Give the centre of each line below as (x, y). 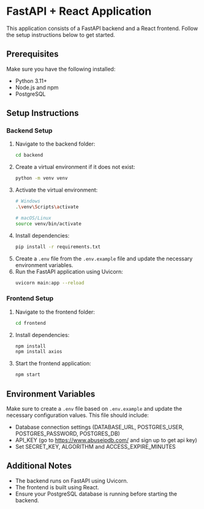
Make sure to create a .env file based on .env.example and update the (94, 409)
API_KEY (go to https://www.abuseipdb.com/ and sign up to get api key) (106, 440)
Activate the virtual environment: (56, 190)
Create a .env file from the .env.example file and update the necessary (104, 258)
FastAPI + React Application (79, 11)
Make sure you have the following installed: (61, 69)
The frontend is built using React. (57, 487)
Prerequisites (32, 54)
